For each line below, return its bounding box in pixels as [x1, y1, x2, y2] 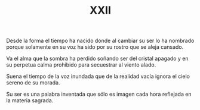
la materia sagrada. [6, 97, 54, 104]
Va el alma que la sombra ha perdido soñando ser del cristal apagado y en [6, 55, 189, 62]
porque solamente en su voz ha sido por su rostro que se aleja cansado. [6, 43, 184, 51]
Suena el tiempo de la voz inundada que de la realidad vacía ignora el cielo [6, 73, 190, 80]
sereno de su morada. [6, 79, 60, 86]
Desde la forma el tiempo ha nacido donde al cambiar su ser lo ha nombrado [6, 37, 195, 45]
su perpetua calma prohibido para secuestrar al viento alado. [6, 61, 156, 68]
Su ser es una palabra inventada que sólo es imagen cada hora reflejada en [6, 90, 192, 98]
